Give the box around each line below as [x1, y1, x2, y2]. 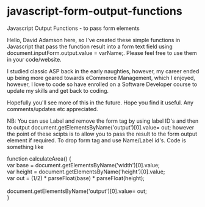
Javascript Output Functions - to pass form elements [7, 24, 140, 32]
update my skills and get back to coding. [7, 87, 109, 94]
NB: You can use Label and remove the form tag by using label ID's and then [7, 117, 199, 125]
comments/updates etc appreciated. [7, 105, 98, 112]
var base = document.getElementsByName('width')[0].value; [7, 161, 160, 169]
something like [7, 143, 44, 150]
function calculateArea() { [7, 154, 72, 162]
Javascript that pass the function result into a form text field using [7, 43, 173, 50]
